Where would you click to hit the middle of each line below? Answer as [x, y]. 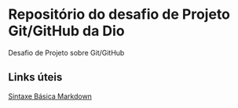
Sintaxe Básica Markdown [50, 96]
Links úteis [35, 77]
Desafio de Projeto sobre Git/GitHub [66, 52]
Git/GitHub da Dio [66, 31]
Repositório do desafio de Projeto [119, 14]
